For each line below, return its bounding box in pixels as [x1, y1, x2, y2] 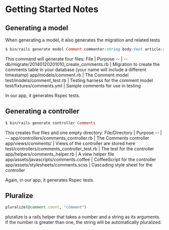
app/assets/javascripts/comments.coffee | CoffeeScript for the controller [5, 156, 156, 162]
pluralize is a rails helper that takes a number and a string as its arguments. [5, 214, 161, 220]
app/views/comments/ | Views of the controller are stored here [5, 140, 136, 146]
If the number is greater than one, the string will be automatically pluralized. [5, 219, 162, 225]
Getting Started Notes [5, 4, 99, 15]
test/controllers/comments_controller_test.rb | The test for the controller [5, 145, 154, 152]
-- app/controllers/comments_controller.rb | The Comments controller [5, 135, 150, 141]
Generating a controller [5, 107, 79, 116]
